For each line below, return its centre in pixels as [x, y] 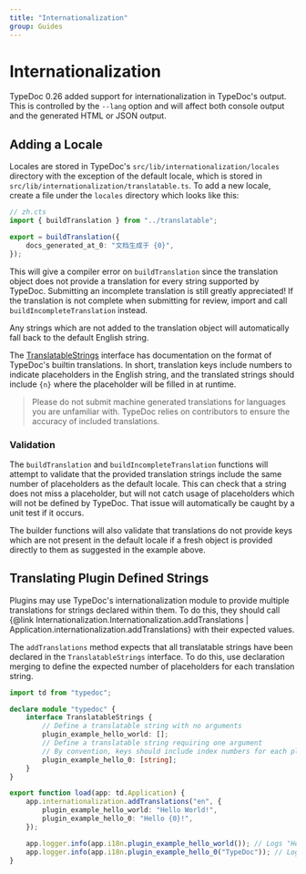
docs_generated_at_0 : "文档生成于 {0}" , [100, 245]
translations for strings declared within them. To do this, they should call [145, 610]
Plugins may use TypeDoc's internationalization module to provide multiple [149, 600]
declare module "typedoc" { [63, 709]
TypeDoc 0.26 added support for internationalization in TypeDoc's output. [148, 97]
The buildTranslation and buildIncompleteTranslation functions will [139, 464]
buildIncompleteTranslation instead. [79, 310]
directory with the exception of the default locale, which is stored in [136, 176]
